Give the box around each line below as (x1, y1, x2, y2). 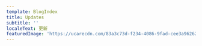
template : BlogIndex (6, 8, 58, 15)
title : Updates (6, 14, 44, 20)
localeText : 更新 (6, 25, 48, 32)
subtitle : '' (6, 20, 39, 26)
